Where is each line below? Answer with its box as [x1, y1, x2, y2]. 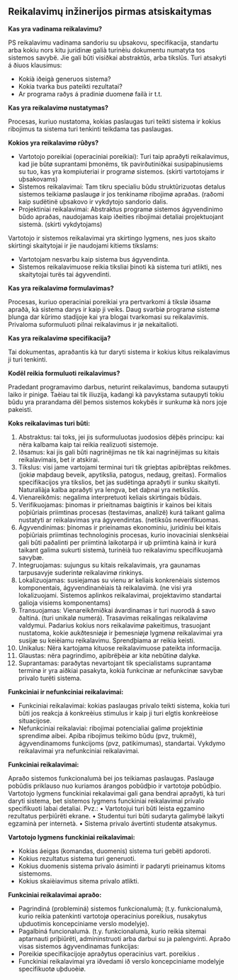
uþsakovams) [18, 174, 58, 183]
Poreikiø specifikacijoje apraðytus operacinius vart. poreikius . [18, 950, 200, 958]
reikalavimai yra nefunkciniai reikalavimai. [18, 746, 140, 755]
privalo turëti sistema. [18, 674, 82, 682]
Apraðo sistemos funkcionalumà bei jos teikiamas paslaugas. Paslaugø [8, 774, 215, 782]
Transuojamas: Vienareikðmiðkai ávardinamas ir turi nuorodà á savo [18, 606, 216, 614]
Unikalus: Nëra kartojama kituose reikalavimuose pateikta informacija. [18, 643, 222, 652]
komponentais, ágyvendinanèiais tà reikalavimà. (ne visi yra [18, 583, 193, 591]
